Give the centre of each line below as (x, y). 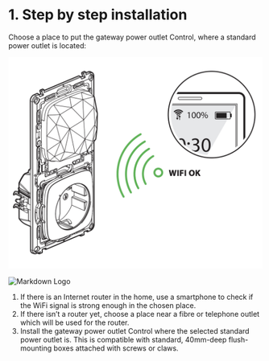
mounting (36, 348)
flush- (238, 340)
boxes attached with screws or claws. (116, 348)
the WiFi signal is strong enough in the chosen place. (108, 306)
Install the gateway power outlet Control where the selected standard (134, 331)
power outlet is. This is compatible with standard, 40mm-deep (123, 340)
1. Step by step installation (98, 15)
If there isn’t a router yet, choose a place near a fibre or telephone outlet (140, 314)
